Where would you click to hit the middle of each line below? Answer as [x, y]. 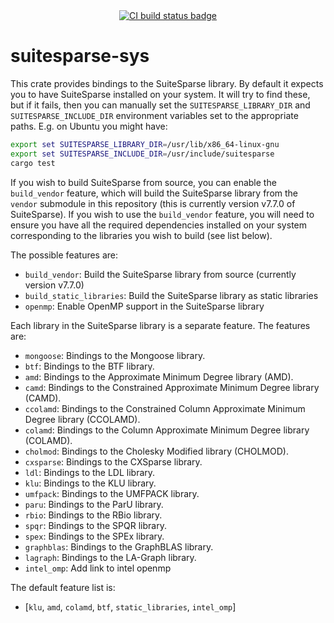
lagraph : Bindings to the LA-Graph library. [110, 557]
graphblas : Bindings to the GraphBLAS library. [119, 546]
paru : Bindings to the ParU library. [94, 504]
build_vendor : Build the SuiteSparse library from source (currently [160, 274]
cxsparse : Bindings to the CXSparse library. [113, 461]
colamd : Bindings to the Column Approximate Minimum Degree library [167, 430]
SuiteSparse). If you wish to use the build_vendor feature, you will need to [162, 214]
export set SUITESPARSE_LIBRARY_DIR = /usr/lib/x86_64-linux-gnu [145, 144]
